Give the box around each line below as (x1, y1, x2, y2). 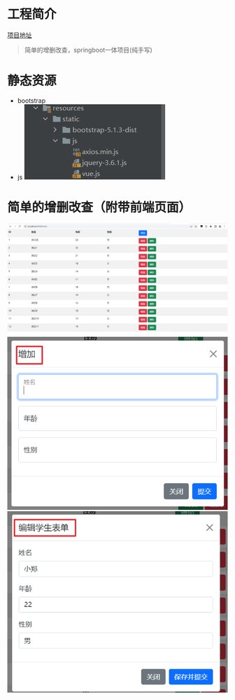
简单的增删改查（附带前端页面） (7, 200, 192, 215)
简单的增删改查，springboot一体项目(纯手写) (24, 45, 152, 54)
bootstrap (17, 96, 46, 105)
